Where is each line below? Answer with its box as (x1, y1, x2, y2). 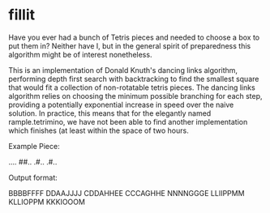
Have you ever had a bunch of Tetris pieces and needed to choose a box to (8, 32, 260, 42)
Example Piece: (8, 141, 60, 151)
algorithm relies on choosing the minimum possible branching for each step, (8, 91, 263, 100)
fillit (8, 6, 35, 24)
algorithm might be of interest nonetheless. (8, 49, 152, 59)
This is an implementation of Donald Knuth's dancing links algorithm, (8, 65, 238, 75)
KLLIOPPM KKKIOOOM (8, 197, 85, 207)
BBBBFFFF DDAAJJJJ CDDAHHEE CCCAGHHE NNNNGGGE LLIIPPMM (8, 188, 245, 198)
